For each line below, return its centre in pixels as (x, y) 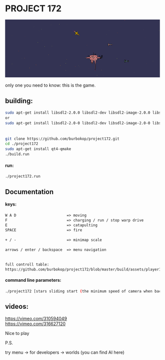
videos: (17, 307)
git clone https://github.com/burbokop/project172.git (62, 139)
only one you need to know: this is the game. (50, 85)
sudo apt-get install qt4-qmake (38, 149)
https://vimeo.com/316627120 (35, 324)
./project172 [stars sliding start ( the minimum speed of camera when (79, 291)
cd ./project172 (22, 144)
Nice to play (17, 333)
